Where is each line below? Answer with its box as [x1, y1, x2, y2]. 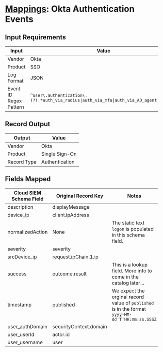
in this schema [112, 232, 145, 238]
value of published [112, 300, 154, 306]
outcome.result [52, 270, 87, 277]
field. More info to [112, 267, 152, 274]
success [7, 270, 27, 277]
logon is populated [112, 225, 154, 232]
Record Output [5, 120, 50, 128]
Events [5, 14, 34, 25]
